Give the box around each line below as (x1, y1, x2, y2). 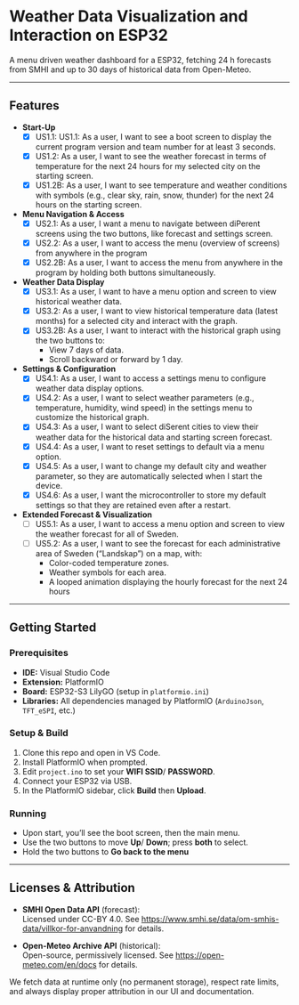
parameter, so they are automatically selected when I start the (35, 470, 263, 482)
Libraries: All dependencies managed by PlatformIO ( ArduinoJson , (21, 695, 264, 706)
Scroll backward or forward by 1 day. (48, 354, 183, 365)
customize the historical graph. (35, 412, 149, 423)
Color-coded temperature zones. (48, 557, 170, 568)
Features (9, 98, 60, 113)
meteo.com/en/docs (21, 959, 97, 969)
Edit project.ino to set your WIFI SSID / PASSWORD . (21, 766, 215, 776)
